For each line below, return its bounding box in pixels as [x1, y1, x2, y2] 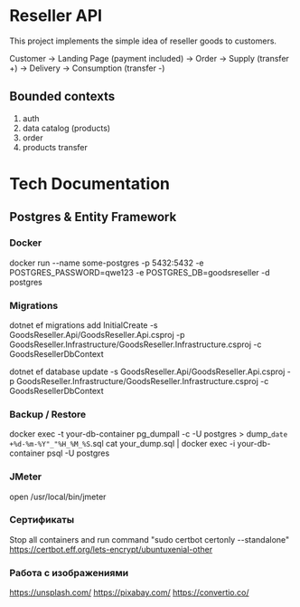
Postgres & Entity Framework [9, 209, 177, 225]
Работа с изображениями [9, 566, 129, 579]
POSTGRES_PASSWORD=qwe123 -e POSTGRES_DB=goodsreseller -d [9, 266, 270, 277]
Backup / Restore [9, 408, 87, 420]
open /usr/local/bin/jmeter [9, 491, 107, 502]
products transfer [22, 141, 88, 152]
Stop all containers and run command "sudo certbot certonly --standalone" [9, 534, 290, 544]
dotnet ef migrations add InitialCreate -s [9, 319, 158, 331]
